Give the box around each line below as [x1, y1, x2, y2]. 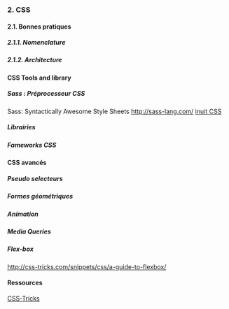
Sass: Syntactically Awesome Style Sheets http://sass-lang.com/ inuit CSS [7, 107, 222, 115]
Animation [7, 210, 39, 218]
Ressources [7, 278, 43, 287]
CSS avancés [7, 159, 47, 167]
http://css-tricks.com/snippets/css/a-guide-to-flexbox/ [7, 262, 167, 271]
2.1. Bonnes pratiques [7, 22, 71, 31]
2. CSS [7, 5, 31, 15]
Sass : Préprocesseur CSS [7, 89, 85, 98]
